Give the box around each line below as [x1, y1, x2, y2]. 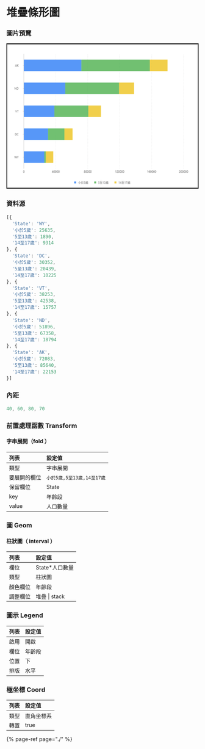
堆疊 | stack [35, 593, 65, 600]
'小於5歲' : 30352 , [12, 259, 56, 266]
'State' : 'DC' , [12, 253, 51, 259]
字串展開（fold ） [6, 438, 50, 445]
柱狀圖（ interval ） [6, 537, 56, 545]
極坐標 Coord [6, 685, 46, 693]
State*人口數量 [35, 564, 74, 571]
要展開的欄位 [9, 474, 41, 481]
